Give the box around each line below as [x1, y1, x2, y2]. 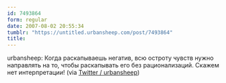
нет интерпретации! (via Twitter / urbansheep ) [7, 69, 140, 77]
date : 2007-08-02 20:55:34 [7, 22, 84, 29]
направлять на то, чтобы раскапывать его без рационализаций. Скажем [7, 61, 220, 69]
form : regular [7, 16, 48, 23]
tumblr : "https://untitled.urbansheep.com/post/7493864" [7, 29, 173, 36]
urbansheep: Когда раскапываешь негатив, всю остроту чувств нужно [7, 54, 214, 62]
